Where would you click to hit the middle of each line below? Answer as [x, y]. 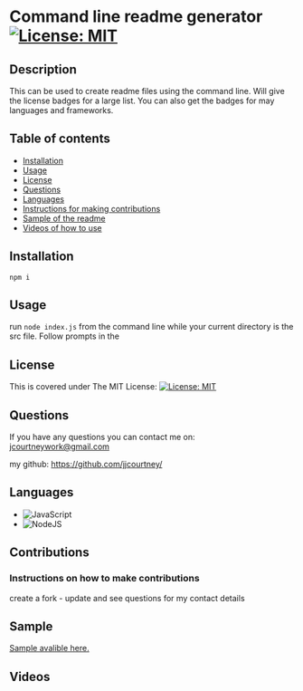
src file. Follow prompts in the [65, 336]
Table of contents [60, 139]
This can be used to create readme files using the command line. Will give [147, 91]
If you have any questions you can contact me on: [102, 437]
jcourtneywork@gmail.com [60, 446]
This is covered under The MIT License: [83, 387]
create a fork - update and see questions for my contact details [128, 598]
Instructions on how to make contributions [105, 579]
